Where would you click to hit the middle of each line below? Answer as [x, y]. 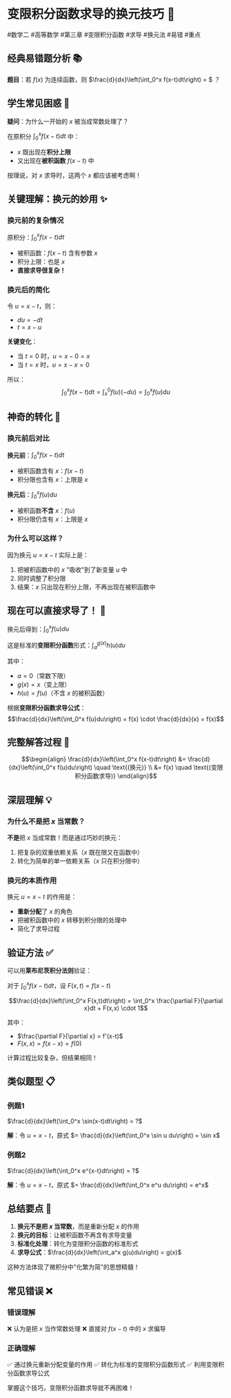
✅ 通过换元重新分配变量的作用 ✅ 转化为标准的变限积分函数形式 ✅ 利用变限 [113, 1365]
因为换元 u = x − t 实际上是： [48, 555]
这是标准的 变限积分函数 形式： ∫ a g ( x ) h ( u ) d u [67, 645]
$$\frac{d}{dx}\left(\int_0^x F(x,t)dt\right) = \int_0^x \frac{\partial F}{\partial [116, 1000]
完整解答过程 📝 [39, 742]
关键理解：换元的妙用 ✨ [58, 199]
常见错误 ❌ [30, 1291]
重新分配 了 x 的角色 [45, 911]
